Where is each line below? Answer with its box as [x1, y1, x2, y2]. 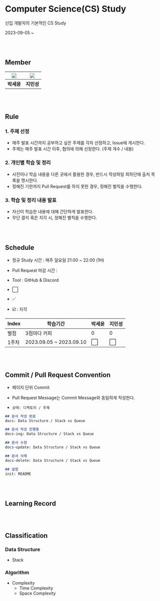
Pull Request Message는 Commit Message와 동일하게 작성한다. [12, 394, 135, 401]
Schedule [5, 244, 35, 252]
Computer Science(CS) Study [5, 3, 127, 15]
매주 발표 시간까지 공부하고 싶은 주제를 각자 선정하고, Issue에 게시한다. [12, 140, 145, 146]
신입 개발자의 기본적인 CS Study [5, 20, 67, 26]
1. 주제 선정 [5, 128, 29, 135]
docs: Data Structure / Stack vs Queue [5, 418, 86, 423]
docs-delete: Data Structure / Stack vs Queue [5, 458, 101, 463]
